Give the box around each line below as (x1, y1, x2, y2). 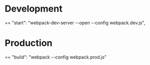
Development (5, 3, 63, 15)
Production (5, 37, 53, 49)
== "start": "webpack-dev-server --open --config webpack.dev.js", (5, 20, 145, 26)
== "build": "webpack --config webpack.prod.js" (5, 54, 107, 60)
